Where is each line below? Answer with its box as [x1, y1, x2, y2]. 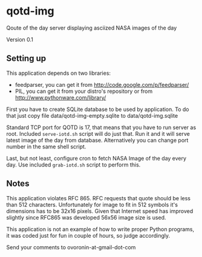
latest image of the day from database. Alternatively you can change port [6, 136, 189, 144]
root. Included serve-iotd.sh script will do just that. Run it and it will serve [6, 130, 191, 137]
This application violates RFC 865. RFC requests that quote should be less [6, 194, 191, 201]
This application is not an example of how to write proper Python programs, [6, 225, 195, 233]
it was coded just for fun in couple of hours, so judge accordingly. [6, 232, 171, 239]
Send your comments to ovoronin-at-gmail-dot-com [6, 243, 136, 251]
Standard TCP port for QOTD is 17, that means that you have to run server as [6, 124, 197, 131]
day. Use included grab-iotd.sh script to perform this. [6, 161, 141, 168]
